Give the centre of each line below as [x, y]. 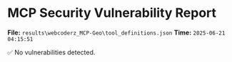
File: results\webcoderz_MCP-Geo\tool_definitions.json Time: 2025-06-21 [116, 32]
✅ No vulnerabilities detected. [51, 52]
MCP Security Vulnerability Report [112, 13]
